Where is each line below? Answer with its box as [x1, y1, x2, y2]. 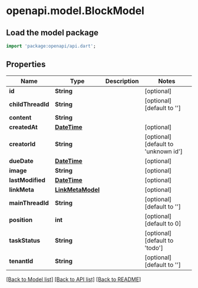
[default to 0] [144, 219, 181, 227]
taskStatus [9, 236, 40, 244]
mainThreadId [9, 198, 49, 207]
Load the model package [6, 28, 99, 38]
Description [105, 77, 139, 85]
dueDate [9, 157, 34, 165]
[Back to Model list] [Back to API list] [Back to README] [6, 276, 141, 283]
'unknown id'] [144, 147, 183, 155]
